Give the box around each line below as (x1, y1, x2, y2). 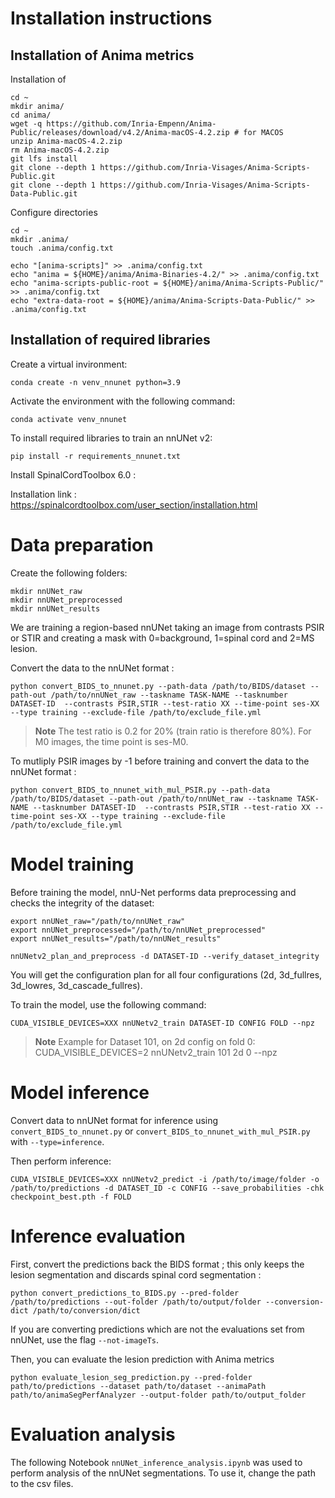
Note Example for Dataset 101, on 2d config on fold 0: (34, 1035, 256, 1047)
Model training (10, 853, 135, 876)
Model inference (10, 1081, 150, 1104)
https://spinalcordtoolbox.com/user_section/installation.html (10, 498, 258, 511)
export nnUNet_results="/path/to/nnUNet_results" (10, 933, 222, 944)
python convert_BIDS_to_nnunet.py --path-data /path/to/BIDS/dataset (10, 681, 307, 691)
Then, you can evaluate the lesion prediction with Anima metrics (10, 1353, 275, 1365)
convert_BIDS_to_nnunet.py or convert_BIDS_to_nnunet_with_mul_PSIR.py (10, 1125, 311, 1137)
